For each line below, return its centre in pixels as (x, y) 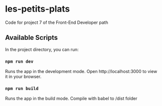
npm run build (22, 88)
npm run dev (19, 61)
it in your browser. (23, 77)
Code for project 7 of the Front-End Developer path (57, 22)
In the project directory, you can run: (42, 49)
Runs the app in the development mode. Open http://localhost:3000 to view (81, 71)
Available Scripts (31, 38)
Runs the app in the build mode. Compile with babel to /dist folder (71, 99)
